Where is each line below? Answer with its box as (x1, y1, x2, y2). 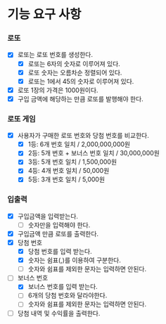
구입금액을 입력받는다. (17, 212, 79, 220)
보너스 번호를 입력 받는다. (27, 283, 98, 291)
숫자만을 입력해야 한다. (27, 221, 91, 229)
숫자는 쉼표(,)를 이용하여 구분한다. (27, 256, 121, 264)
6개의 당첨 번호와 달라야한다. (27, 291, 108, 299)
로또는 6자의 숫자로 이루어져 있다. (27, 59, 121, 67)
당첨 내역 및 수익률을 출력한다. (17, 309, 101, 317)
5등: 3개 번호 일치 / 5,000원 (27, 175, 106, 183)
